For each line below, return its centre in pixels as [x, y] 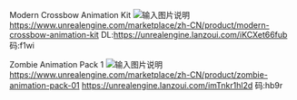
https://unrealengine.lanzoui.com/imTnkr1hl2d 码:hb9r [182, 85]
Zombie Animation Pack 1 [57, 64]
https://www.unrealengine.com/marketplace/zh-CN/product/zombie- [139, 75]
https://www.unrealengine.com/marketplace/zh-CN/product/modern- [139, 25]
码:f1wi [22, 45]
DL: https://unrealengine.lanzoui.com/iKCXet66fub [194, 35]
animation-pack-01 [45, 85]
